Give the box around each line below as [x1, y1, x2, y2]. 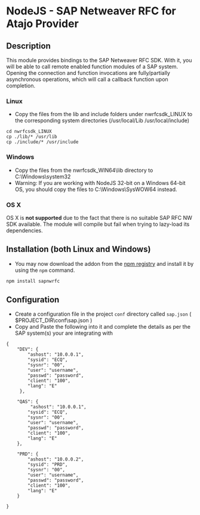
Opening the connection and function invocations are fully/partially [6, 69, 170, 76]
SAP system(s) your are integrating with [14, 329, 113, 337]
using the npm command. [14, 266, 75, 274]
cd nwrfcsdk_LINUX [6, 129, 52, 135]
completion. [6, 82, 36, 89]
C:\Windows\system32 [14, 172, 71, 180]
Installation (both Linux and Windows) [6, 244, 151, 255]
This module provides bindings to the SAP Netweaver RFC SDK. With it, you [6, 57, 192, 63]
